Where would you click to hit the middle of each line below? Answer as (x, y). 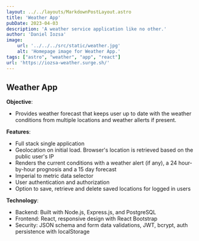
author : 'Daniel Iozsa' (36, 35)
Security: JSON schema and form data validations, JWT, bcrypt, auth (101, 225)
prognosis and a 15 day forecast (77, 169)
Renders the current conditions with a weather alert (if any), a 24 (96, 163)
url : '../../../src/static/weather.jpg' (69, 46)
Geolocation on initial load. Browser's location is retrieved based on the (104, 150)
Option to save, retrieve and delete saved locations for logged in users (103, 189)
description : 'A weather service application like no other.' (86, 29)
